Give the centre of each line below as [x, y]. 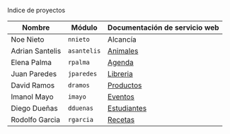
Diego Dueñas [34, 108]
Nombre [36, 28]
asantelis [84, 51]
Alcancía [122, 39]
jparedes [82, 74]
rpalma [79, 62]
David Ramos [33, 85]
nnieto [79, 39]
